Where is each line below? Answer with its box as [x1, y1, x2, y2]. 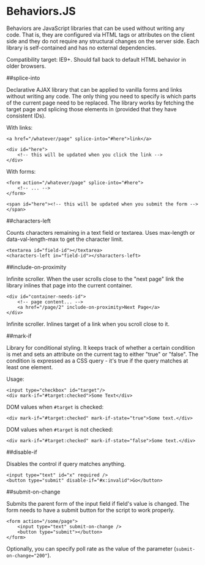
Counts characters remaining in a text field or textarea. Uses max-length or [6, 229, 195, 236]
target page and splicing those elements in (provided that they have [6, 105, 177, 113]
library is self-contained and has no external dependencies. [6, 44, 157, 51]
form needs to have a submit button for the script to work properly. [6, 506, 175, 514]
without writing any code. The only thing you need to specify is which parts [6, 92, 196, 100]
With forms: [6, 168, 36, 175]
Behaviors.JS [6, 4, 76, 18]
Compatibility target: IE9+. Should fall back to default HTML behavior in [6, 56, 187, 63]
